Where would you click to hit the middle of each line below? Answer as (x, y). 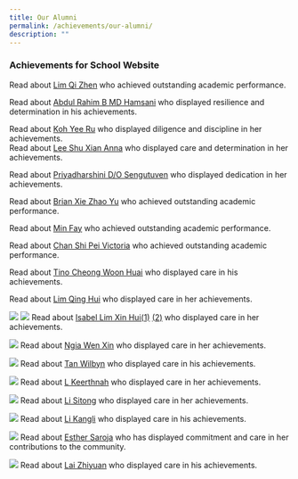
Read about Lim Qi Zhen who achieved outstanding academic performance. (148, 85)
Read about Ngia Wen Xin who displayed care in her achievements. (143, 345)
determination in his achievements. (73, 111)
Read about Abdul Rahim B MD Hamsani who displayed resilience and (137, 102)
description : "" (39, 34)
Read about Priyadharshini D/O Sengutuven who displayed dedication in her (148, 174)
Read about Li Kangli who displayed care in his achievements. (133, 418)
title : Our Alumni (43, 17)
